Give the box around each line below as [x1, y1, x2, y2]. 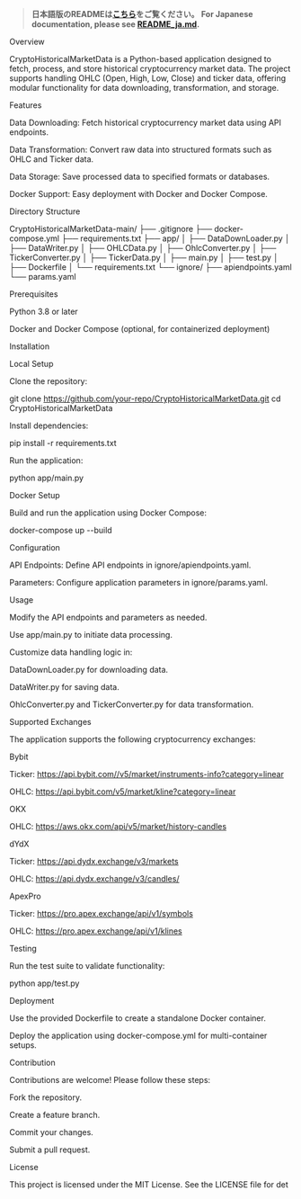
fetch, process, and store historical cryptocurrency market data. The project [9, 63, 291, 74]
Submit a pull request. [9, 1144, 91, 1155]
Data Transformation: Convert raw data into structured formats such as [9, 144, 272, 155]
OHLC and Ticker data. [9, 154, 94, 165]
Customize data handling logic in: [9, 647, 133, 658]
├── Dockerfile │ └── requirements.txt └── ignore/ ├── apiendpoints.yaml [9, 262, 292, 273]
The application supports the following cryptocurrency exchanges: [9, 734, 256, 745]
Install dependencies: [9, 420, 89, 431]
